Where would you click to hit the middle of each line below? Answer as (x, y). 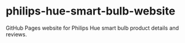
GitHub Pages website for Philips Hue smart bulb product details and (92, 28)
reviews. (16, 34)
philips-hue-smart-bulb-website (91, 11)
